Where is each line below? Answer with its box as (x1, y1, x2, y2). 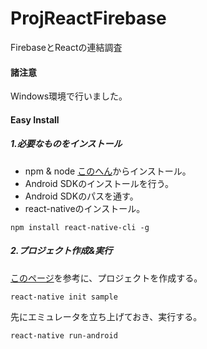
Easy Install (10, 113, 60, 126)
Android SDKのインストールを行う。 (24, 177, 175, 189)
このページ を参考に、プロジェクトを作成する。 (10, 272, 203, 284)
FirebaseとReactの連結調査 (10, 41, 123, 53)
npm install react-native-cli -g (10, 222, 150, 232)
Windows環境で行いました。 (10, 90, 128, 102)
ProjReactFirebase (10, 7, 167, 30)
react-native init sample (10, 292, 118, 302)
